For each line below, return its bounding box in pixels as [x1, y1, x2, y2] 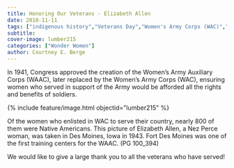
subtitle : [7, 29, 36, 37]
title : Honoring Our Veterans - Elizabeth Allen [7, 10, 151, 17]
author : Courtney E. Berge [7, 49, 86, 56]
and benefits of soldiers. [7, 90, 77, 98]
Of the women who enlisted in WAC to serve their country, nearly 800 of [7, 117, 214, 125]
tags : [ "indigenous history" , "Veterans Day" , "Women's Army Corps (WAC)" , [7, 23, 226, 30]
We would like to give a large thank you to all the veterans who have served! [7, 152, 225, 160]
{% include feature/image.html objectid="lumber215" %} [7, 103, 169, 112]
